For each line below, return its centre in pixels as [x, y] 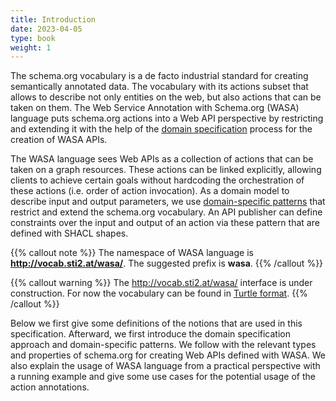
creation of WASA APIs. [59, 140]
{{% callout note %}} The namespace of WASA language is [132, 253]
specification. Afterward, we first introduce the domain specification [150, 334]
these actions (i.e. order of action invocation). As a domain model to [150, 191]
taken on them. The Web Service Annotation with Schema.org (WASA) [155, 108]
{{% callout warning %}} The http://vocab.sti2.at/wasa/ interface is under [161, 283]
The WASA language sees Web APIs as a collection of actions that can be [162, 159]
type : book [33, 38]
